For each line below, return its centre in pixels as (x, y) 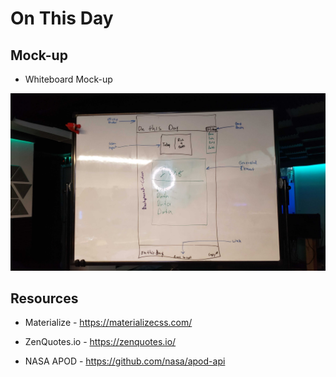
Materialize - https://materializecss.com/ (108, 323)
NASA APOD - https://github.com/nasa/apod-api (125, 361)
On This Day (62, 18)
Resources (44, 298)
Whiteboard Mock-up (68, 79)
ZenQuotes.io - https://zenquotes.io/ (100, 342)
